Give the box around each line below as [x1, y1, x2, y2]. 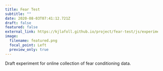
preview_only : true [9, 47, 49, 52]
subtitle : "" [5, 12, 32, 16]
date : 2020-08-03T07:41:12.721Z [5, 16, 70, 21]
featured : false [5, 25, 38, 30]
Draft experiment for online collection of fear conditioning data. [5, 60, 131, 66]
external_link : [5, 29, 36, 34]
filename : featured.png [9, 38, 57, 43]
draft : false [5, 20, 32, 25]
